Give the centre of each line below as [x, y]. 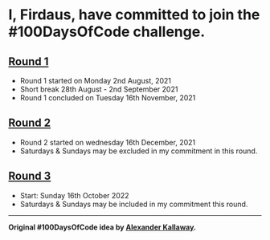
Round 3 [30, 176]
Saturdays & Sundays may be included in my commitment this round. [134, 204]
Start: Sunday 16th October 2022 [74, 195]
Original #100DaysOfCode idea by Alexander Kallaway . [102, 227]
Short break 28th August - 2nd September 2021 [99, 89]
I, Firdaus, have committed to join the [134, 15]
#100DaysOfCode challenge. [107, 32]
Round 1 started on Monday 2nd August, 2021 [95, 81]
